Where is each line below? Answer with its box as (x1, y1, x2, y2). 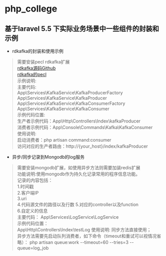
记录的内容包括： (17, 177, 53, 183)
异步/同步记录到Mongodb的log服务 (12, 154, 85, 160)
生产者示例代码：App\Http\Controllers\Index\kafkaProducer (17, 118, 141, 124)
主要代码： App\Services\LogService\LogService (17, 214, 119, 220)
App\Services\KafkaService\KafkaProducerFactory (17, 90, 123, 96)
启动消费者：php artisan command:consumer (17, 137, 112, 143)
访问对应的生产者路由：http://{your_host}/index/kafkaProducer (17, 143, 148, 149)
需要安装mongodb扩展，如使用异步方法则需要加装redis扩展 (17, 165, 141, 170)
